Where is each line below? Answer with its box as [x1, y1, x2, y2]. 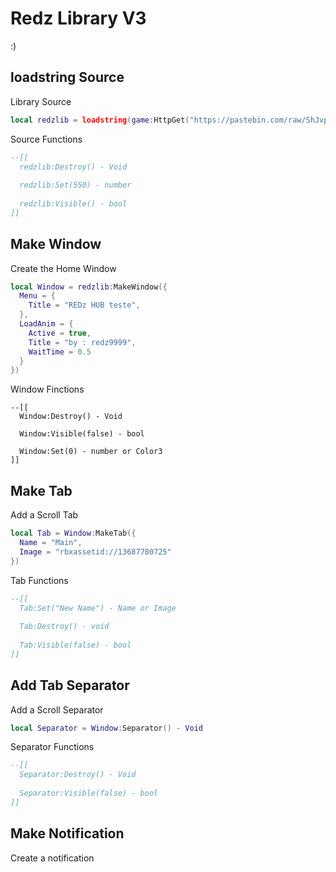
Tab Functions [10, 574, 69, 586]
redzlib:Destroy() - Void [19, 162, 128, 172]
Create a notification [10, 852, 95, 864]
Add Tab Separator [10, 677, 130, 694]
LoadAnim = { [19, 319, 74, 329]
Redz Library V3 [10, 7, 147, 30]
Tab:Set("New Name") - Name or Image [19, 603, 177, 613]
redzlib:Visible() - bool [19, 199, 128, 209]
